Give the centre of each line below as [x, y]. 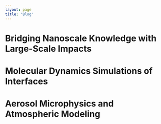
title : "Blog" [20, 14]
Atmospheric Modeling [53, 114]
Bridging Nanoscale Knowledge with [81, 38]
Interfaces [26, 81]
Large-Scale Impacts [48, 49]
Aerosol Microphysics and [59, 104]
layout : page [18, 10]
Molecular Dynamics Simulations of [79, 71]
